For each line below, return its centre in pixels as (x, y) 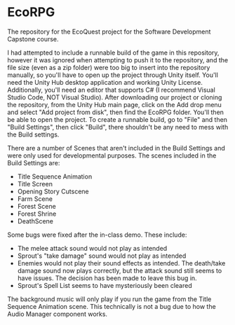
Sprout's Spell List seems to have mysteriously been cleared (105, 285)
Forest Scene (36, 206)
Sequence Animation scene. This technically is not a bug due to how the (112, 306)
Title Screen (35, 184)
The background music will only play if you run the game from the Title (109, 299)
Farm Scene (35, 199)
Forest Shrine (37, 214)
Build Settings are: (34, 162)
